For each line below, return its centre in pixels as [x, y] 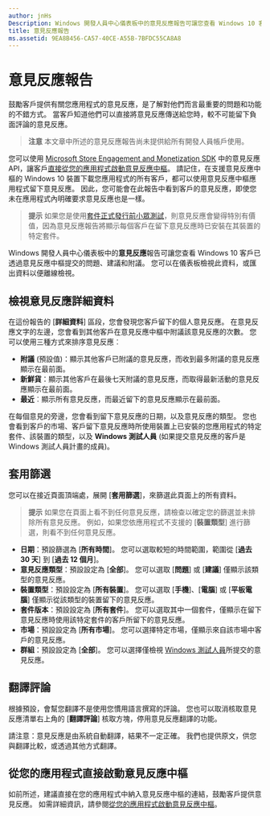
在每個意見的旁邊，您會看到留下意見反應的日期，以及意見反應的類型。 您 [129, 416]
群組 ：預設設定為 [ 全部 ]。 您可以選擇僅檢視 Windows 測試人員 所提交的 [137, 650]
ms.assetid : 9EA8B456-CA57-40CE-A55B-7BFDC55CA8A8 [95, 38]
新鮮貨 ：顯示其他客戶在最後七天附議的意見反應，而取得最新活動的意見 [136, 379]
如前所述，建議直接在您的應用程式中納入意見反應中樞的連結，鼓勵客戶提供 [131, 794]
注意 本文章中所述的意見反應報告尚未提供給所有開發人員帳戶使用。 [138, 141]
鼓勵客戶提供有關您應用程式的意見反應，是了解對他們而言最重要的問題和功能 [135, 105]
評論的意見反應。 [43, 125]
